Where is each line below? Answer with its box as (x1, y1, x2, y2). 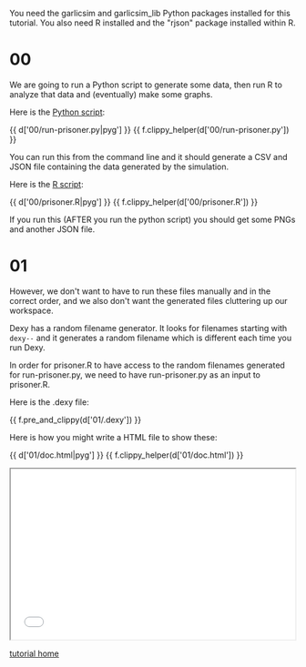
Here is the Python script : (9, 106, 106, 117)
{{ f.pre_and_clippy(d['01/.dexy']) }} (9, 414, 142, 425)
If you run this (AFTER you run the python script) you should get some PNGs (9, 214, 296, 225)
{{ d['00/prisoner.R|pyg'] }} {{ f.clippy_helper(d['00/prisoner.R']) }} (9, 196, 258, 207)
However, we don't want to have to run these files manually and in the (9, 286, 271, 297)
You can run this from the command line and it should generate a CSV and (9, 151, 289, 162)
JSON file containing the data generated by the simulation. (9, 161, 229, 172)
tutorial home (9, 648, 59, 659)
